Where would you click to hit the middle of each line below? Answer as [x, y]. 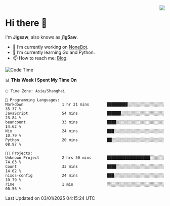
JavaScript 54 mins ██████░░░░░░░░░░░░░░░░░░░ [85, 113]
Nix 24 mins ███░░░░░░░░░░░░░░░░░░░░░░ [85, 131]
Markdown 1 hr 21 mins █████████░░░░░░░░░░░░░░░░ [85, 104]
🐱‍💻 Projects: [19, 153]
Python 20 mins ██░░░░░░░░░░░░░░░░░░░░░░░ [85, 140]
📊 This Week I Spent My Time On [41, 80]
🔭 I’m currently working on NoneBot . [50, 47]
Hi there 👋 [26, 23]
